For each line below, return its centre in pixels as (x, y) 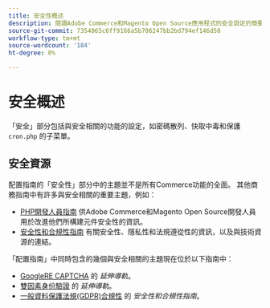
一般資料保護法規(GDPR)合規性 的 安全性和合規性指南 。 (112, 296)
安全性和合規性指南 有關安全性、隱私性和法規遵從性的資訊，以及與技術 (137, 231)
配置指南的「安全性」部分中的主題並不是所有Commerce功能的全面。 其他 (130, 184)
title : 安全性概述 (36, 16)
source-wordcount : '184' (50, 46)
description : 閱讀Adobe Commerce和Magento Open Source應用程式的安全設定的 (130, 23)
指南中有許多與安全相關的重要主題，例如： (86, 194)
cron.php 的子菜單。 (41, 136)
